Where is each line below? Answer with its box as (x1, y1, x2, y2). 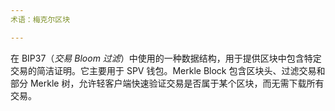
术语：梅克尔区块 (10, 14, 71, 25)
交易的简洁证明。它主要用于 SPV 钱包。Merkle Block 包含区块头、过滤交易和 (10, 64, 326, 76)
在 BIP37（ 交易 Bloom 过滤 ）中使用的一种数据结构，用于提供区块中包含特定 (10, 52, 322, 64)
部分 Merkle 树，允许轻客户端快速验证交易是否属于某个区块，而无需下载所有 (10, 77, 325, 89)
